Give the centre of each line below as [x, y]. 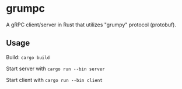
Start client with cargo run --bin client [55, 80]
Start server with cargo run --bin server [55, 69]
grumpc [26, 8]
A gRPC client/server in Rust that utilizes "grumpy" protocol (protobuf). [91, 25]
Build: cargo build [28, 57]
